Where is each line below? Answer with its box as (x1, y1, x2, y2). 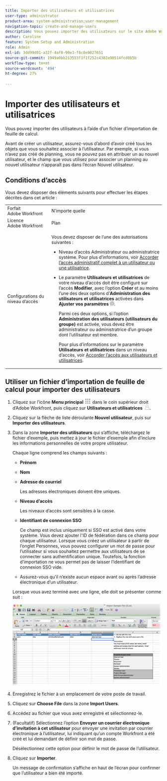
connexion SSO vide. (19, 564, 63, 570)
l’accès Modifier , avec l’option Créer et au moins (59, 285, 159, 291)
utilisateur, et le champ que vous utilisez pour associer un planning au (5, 156, 148, 162)
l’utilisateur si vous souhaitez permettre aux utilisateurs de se (19, 548, 145, 554)
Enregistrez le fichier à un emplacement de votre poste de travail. (12, 691, 147, 697)
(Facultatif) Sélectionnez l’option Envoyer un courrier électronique (12, 720, 150, 726)
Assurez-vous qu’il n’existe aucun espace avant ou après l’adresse (19, 574, 157, 580)
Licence (7, 217, 24, 223)
